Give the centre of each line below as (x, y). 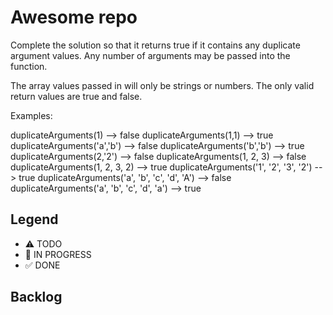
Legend (34, 219)
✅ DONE (42, 265)
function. (29, 66)
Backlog (36, 297)
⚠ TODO (43, 243)
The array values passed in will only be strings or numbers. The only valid (162, 85)
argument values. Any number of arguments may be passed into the (150, 55)
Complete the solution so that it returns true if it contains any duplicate (155, 45)
